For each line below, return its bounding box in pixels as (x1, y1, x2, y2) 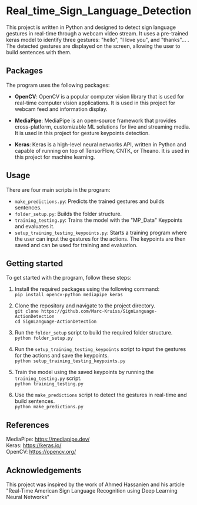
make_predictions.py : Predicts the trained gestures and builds (14, 198, 165, 205)
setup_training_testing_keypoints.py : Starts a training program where (14, 229, 187, 236)
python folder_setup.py (14, 335, 74, 342)
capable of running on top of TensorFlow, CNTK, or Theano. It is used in (14, 147, 189, 154)
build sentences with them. (6, 48, 72, 55)
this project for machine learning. (14, 153, 95, 160)
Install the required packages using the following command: (14, 286, 160, 293)
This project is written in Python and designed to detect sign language (6, 24, 176, 31)
